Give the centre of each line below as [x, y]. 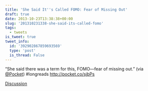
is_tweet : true [21, 37]
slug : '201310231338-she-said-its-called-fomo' [54, 23]
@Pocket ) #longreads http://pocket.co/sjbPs [50, 74]
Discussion [16, 84]
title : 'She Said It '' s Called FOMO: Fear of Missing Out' [66, 10]
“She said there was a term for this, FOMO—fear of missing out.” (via [74, 69]
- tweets [18, 32]
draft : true [17, 14]
